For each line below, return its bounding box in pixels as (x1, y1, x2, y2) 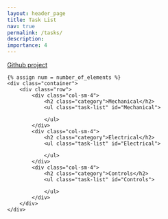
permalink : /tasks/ (7, 29, 63, 36)
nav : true (7, 23, 36, 30)
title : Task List (7, 16, 57, 23)
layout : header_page (7, 10, 67, 17)
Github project (7, 61, 48, 69)
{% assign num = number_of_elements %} (7, 74, 121, 81)
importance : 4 (7, 42, 48, 49)
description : (7, 36, 45, 43)
